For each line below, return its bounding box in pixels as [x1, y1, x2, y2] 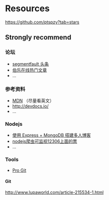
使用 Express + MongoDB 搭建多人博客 [12, 133, 91, 138]
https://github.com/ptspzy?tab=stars [5, 19, 80, 25]
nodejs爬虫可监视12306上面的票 [12, 138, 78, 144]
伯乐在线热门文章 [12, 67, 47, 73]
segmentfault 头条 [12, 61, 49, 67]
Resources [5, 3, 50, 14]
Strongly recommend [5, 33, 72, 42]
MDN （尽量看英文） [12, 97, 54, 103]
